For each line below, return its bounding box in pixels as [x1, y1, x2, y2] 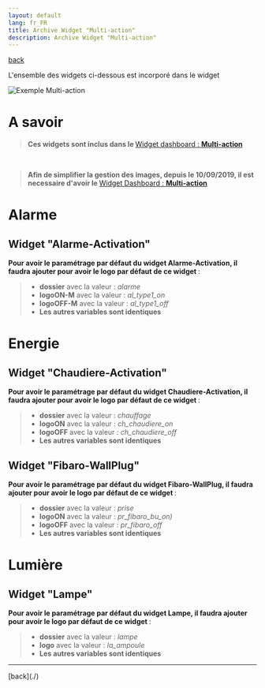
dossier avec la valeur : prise [39, 503, 134, 513]
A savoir [8, 114, 64, 131]
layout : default [8, 11, 62, 20]
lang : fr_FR [8, 19, 47, 27]
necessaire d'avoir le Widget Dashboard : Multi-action [27, 178, 207, 188]
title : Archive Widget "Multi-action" [8, 26, 136, 34]
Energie [8, 335, 60, 353]
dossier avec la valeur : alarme [39, 282, 141, 292]
